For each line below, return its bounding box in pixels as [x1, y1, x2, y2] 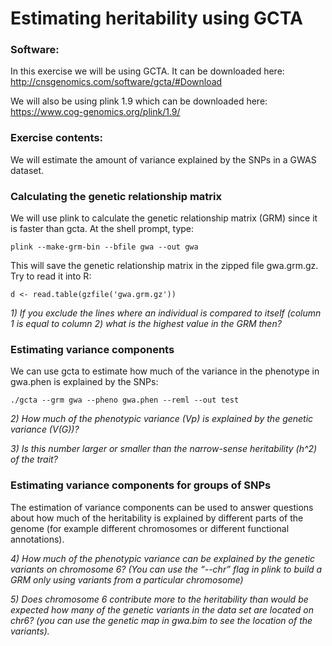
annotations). [10, 533, 65, 545]
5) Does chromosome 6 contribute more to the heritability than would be [10, 593, 309, 605]
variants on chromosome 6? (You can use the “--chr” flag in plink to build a [10, 563, 323, 575]
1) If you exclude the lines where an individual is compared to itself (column [10, 307, 322, 319]
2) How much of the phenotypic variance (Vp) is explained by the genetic [10, 413, 314, 425]
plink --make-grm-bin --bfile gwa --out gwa [10, 242, 199, 252]
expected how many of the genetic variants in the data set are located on [10, 603, 314, 616]
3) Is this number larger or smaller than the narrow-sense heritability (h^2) [10, 443, 318, 455]
